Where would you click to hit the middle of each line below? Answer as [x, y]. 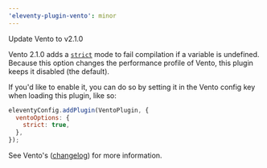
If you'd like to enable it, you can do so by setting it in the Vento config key [132, 87]
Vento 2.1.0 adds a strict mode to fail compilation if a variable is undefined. [134, 54]
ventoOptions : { [43, 117]
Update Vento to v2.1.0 [46, 39]
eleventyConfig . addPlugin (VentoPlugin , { [79, 110]
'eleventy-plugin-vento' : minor [62, 16]
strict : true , [46, 125]
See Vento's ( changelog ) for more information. [85, 155]
